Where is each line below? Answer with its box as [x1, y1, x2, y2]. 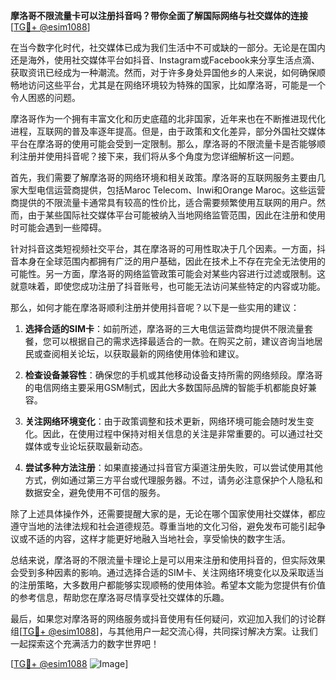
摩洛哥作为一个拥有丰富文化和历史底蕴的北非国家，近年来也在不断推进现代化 [10, 113, 326, 124]
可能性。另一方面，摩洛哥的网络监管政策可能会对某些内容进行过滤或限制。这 [10, 268, 326, 279]
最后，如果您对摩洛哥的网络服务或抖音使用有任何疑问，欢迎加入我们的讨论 [10, 613, 317, 624]
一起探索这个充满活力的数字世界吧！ [10, 638, 160, 649]
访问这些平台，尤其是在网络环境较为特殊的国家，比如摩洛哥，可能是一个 [27, 79, 326, 91]
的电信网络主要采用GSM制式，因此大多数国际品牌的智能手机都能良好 [24, 382, 308, 393]
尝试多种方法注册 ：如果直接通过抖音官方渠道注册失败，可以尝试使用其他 [24, 462, 323, 473]
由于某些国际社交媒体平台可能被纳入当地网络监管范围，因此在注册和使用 [27, 209, 326, 221]
